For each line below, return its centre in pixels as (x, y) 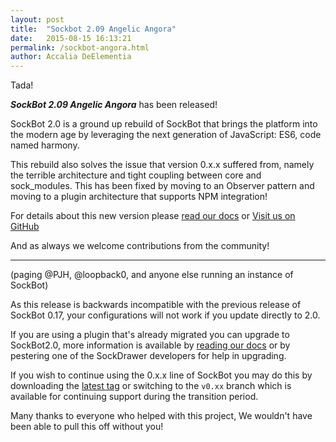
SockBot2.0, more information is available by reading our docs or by (150, 345)
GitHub (25, 227)
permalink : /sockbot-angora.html (80, 47)
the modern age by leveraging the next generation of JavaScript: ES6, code (166, 135)
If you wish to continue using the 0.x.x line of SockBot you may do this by (161, 375)
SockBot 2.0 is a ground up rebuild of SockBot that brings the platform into (164, 124)
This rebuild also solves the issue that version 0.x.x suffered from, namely (162, 165)
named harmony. (45, 145)
